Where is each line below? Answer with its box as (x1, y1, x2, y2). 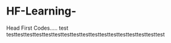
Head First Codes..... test (6, 24, 69, 31)
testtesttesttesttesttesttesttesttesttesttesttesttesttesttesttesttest (6, 30, 165, 38)
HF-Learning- (6, 4, 77, 18)
